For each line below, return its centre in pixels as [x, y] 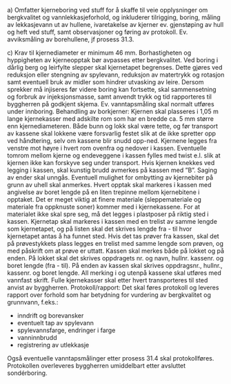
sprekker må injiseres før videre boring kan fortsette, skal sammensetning [112, 89]
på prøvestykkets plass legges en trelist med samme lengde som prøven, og [115, 243]
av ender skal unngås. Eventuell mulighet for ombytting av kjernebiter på [110, 177]
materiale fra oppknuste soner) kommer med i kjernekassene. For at [104, 207]
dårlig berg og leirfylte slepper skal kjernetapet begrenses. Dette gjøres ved [115, 67]
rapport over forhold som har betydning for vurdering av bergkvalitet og [109, 295]
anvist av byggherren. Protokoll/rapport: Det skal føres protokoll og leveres [113, 287]
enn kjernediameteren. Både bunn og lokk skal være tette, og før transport [113, 126]
